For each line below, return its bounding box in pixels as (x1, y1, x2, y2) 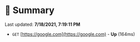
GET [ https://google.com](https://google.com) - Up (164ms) (12, 31, 135, 37)
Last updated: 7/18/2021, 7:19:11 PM (5, 21, 80, 27)
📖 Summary (5, 5, 55, 16)
